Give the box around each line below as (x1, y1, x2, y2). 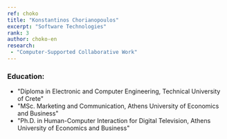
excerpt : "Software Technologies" (7, 23, 107, 30)
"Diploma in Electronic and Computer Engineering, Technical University (17, 87, 221, 95)
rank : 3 (7, 29, 30, 37)
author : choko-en (7, 36, 57, 43)
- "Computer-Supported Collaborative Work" (10, 49, 138, 56)
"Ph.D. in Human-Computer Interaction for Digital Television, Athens (17, 117, 211, 125)
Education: (7, 71, 45, 81)
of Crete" (17, 95, 44, 103)
